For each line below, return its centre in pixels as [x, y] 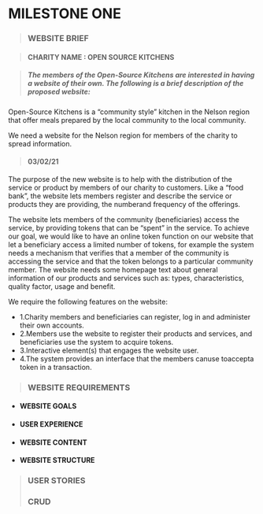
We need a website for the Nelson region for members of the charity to [123, 135]
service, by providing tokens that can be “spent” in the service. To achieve [129, 227]
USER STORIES [56, 481]
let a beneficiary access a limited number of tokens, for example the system [131, 244]
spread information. [40, 143]
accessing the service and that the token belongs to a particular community [131, 261]
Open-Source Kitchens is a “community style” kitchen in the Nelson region [129, 112]
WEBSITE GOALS [48, 406]
